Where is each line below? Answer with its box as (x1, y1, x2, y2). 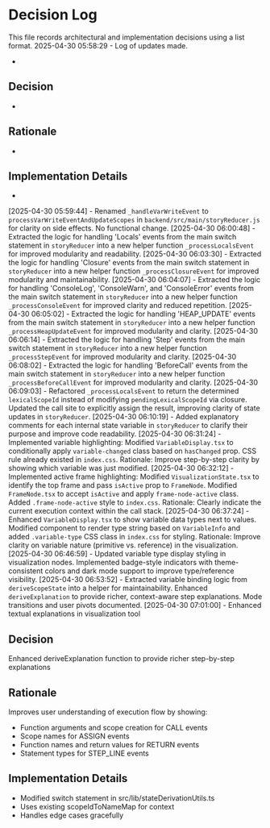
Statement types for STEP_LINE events (19, 748, 149, 758)
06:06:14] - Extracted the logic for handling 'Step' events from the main (8, 335, 246, 344)
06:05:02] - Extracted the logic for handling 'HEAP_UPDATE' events (31, 309, 256, 319)
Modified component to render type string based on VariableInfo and (8, 523, 241, 533)
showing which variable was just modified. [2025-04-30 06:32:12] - (8, 464, 235, 473)
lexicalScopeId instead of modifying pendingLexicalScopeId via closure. (8, 395, 247, 405)
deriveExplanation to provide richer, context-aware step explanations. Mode (8, 592, 263, 601)
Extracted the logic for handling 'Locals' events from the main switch (8, 232, 237, 242)
